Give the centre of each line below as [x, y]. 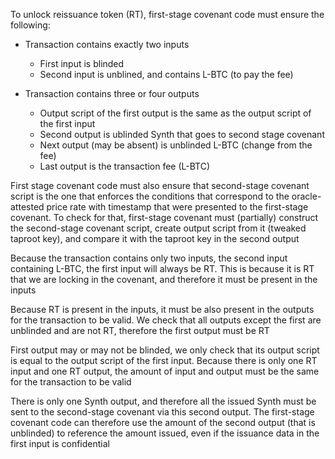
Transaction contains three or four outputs [112, 93]
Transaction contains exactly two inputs [107, 44]
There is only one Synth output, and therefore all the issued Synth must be [163, 401]
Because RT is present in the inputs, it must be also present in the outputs [162, 309]
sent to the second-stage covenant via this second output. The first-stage [162, 412]
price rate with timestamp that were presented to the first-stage [177, 207]
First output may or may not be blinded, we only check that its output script [165, 350]
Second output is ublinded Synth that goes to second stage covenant [182, 134]
